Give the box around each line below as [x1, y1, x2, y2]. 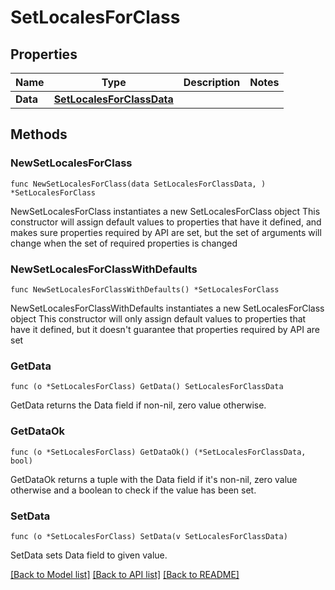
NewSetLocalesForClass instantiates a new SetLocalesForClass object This [10, 205, 321, 217]
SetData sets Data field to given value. [10, 549, 168, 561]
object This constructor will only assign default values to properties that [10, 312, 307, 325]
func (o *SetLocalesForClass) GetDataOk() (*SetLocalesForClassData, [10, 447, 307, 457]
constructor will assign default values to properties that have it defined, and [10, 216, 322, 228]
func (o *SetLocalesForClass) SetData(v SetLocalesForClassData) [10, 531, 288, 541]
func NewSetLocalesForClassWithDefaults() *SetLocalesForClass [10, 284, 280, 295]
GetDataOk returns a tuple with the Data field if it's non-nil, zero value [10, 473, 298, 485]
